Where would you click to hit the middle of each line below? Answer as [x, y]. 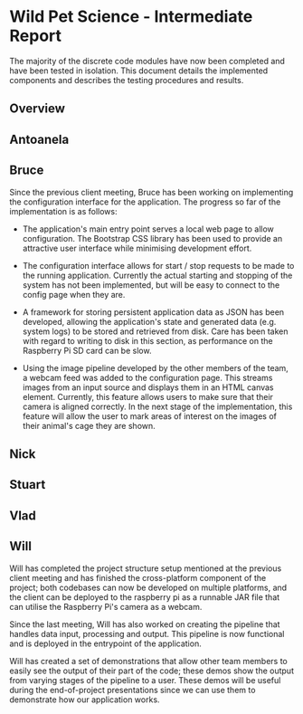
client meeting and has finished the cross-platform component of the [138, 577]
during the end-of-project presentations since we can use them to [133, 690]
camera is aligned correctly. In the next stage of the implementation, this [157, 406]
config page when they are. [74, 294]
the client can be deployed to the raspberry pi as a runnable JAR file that [145, 597]
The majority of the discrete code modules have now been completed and [147, 61]
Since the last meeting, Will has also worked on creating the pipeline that [145, 624]
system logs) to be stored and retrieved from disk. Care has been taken [155, 331]
